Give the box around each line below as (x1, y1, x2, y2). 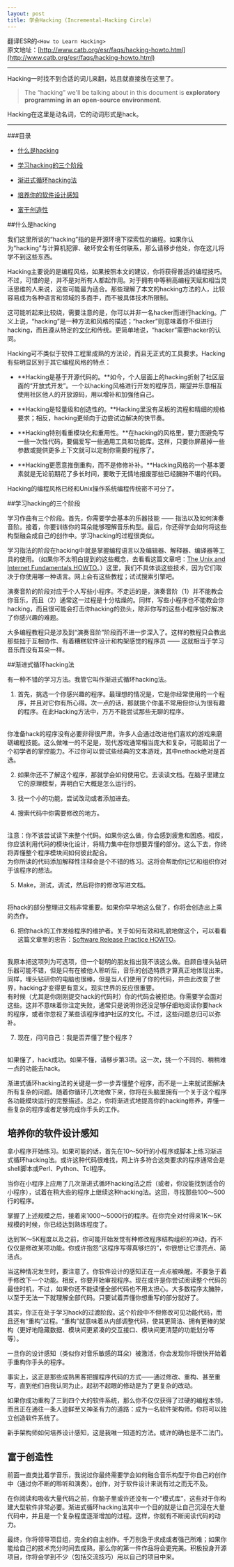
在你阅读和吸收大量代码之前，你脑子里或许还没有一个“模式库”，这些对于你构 (7, 1495, 226, 1503)
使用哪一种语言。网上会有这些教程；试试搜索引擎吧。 (25, 572, 178, 581)
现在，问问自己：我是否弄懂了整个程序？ (17, 1033, 134, 1041)
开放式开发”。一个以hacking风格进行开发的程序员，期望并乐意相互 (32, 381, 223, 390)
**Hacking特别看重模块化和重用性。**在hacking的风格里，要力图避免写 (17, 428, 225, 436)
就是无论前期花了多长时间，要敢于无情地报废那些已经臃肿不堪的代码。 (23, 469, 225, 477)
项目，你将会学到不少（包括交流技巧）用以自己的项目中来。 (7, 1552, 178, 1561)
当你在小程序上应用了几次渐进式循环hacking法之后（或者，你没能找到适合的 (7, 1179, 226, 1188)
